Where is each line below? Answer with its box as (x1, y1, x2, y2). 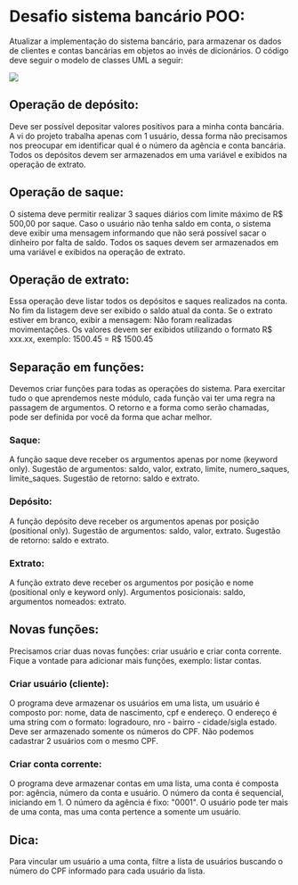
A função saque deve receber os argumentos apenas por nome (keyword (9, 454, 278, 465)
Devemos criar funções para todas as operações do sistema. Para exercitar (9, 384, 286, 394)
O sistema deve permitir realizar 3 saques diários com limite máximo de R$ (9, 208, 283, 219)
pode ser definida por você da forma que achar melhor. (9, 412, 213, 423)
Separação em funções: (9, 360, 145, 375)
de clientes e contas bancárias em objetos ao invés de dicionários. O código (9, 45, 289, 55)
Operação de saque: (9, 185, 125, 200)
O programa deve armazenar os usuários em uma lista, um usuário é (9, 698, 261, 708)
